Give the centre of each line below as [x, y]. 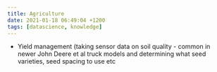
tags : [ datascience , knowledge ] [55, 27]
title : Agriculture [36, 14]
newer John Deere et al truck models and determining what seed [112, 54]
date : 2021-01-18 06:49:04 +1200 [56, 20]
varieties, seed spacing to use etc [67, 62]
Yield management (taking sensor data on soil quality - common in [114, 47]
